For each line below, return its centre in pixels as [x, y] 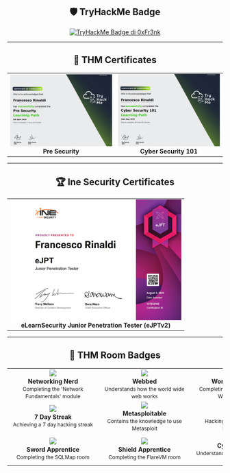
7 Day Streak [53, 417]
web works [144, 396]
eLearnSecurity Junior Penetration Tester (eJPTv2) [96, 326]
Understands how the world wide [144, 389]
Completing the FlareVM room [145, 457]
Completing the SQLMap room [53, 457]
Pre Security [61, 151]
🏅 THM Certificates [115, 60]
